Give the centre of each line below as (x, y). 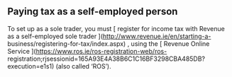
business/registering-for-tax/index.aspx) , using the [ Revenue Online (109, 43)
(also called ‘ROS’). (83, 66)
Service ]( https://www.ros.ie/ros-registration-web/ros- (87, 51)
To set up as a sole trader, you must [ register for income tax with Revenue (116, 28)
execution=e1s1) (31, 66)
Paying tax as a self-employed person (93, 12)
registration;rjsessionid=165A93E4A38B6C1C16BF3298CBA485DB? (106, 59)
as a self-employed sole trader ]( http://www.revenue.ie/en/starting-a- (109, 36)
